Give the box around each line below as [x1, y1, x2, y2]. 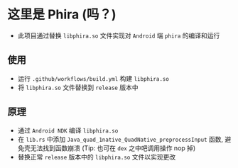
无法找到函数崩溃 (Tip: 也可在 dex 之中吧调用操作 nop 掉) [30, 143, 196, 152]
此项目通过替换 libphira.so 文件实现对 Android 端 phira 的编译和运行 [17, 31, 220, 40]
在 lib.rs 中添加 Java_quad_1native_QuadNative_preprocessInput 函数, [17, 135, 224, 143]
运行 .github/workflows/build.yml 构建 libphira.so [17, 74, 169, 82]
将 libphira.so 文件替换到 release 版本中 [17, 83, 139, 91]
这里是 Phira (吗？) [7, 6, 117, 23]
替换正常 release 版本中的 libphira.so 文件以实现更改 [17, 152, 176, 161]
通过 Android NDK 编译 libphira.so [17, 125, 119, 135]
